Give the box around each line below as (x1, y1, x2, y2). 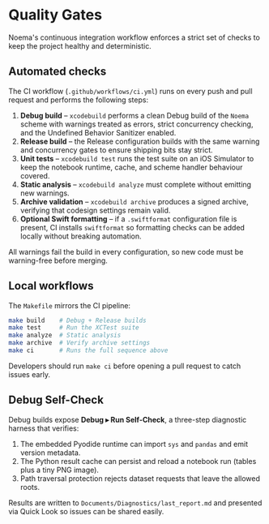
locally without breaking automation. (19, 231, 142, 241)
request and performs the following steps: (8, 95, 148, 105)
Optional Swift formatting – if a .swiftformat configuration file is (19, 213, 237, 224)
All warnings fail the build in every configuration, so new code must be (8, 247, 244, 256)
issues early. (8, 369, 51, 379)
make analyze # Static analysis (8, 331, 122, 340)
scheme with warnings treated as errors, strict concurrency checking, (19, 119, 254, 129)
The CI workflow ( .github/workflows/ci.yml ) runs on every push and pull (8, 86, 253, 96)
